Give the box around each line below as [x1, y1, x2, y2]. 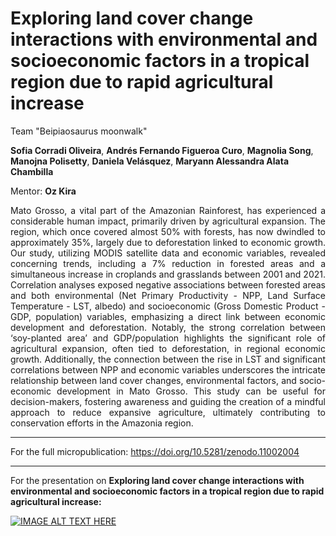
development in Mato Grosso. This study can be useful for [56, 385, 326, 397]
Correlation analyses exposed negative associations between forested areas [10, 278, 326, 291]
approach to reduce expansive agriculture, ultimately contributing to [10, 406, 326, 418]
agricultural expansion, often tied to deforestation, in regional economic [10, 342, 326, 354]
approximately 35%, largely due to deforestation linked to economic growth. [10, 236, 326, 248]
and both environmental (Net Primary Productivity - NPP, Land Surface [10, 289, 326, 301]
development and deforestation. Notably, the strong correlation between [10, 321, 326, 333]
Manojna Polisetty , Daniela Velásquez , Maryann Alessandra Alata [10, 155, 290, 167]
